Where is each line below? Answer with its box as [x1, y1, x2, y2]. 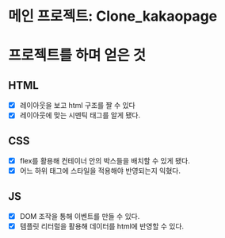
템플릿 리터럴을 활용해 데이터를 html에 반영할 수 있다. [19, 221, 185, 231]
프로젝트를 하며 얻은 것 [8, 47, 147, 64]
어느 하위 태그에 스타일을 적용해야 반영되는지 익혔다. [19, 166, 181, 175]
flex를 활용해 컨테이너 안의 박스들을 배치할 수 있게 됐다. [19, 156, 190, 166]
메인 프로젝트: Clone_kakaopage [8, 7, 218, 25]
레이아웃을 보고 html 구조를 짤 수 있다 [19, 101, 136, 110]
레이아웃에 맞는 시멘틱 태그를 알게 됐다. [19, 110, 141, 120]
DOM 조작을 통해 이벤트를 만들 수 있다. [19, 212, 140, 221]
